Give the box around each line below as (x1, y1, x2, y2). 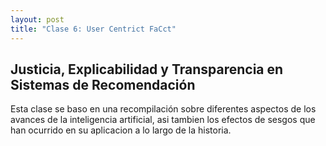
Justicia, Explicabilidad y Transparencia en (10, 61, 284, 78)
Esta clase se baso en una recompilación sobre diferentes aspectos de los (10, 103, 317, 115)
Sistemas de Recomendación (10, 76, 196, 93)
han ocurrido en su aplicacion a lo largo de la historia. (10, 124, 232, 136)
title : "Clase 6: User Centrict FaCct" (10, 24, 177, 34)
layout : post (10, 14, 65, 25)
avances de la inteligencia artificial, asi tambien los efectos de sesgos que (10, 114, 316, 126)
